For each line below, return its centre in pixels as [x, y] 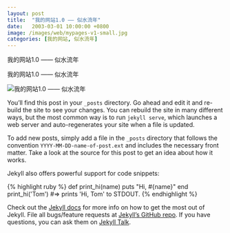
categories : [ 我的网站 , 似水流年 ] [52, 39]
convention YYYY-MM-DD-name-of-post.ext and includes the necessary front [113, 145]
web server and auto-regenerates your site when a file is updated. [101, 125]
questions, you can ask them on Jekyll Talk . [69, 222]
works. [17, 160]
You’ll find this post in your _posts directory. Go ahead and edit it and [105, 103]
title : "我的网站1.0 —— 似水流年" [54, 20]
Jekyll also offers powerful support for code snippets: [83, 174]
